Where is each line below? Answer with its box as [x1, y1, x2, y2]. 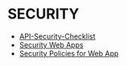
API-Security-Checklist [18, 31, 96, 41]
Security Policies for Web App [18, 48, 119, 58]
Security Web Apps [18, 39, 84, 49]
